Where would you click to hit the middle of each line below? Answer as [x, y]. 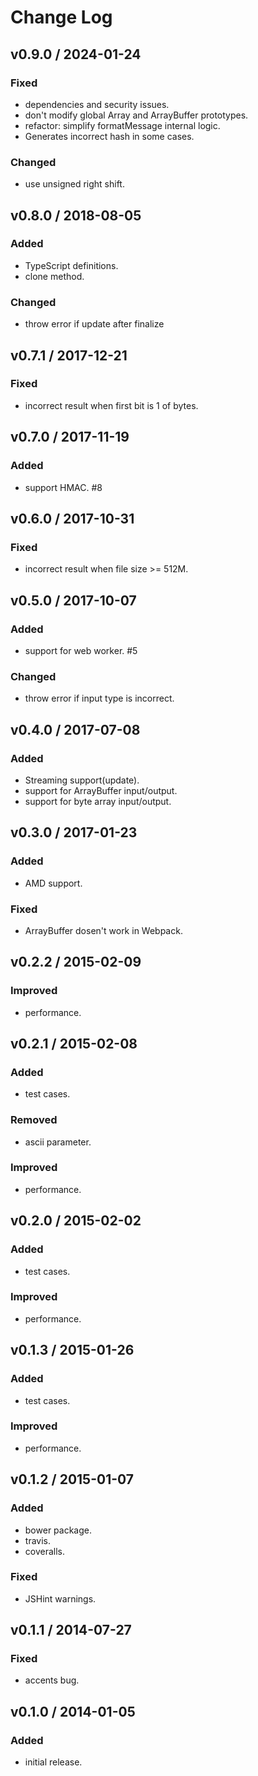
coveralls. [45, 1551]
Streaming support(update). [82, 780]
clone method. [54, 276]
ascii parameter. [58, 1142]
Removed [34, 1120]
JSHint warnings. [60, 1598]
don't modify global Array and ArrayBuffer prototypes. [136, 115]
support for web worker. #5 [81, 650]
